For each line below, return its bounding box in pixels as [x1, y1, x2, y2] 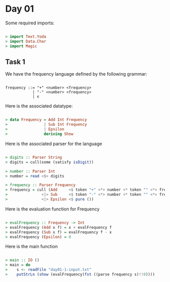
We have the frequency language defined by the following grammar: [5, 71, 148, 77]
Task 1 [5, 57, 25, 66]
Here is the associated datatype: [5, 103, 73, 109]
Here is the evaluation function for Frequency [5, 206, 100, 212]
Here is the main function [5, 243, 58, 250]
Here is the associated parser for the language [5, 140, 102, 147]
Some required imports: [5, 20, 55, 26]
